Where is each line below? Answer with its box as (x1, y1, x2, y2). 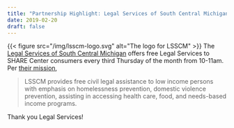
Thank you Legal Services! (7, 113, 84, 121)
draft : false (7, 23, 45, 30)
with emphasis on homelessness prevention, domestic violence (24, 84, 207, 93)
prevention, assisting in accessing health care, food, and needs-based (24, 92, 227, 100)
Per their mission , (7, 64, 58, 73)
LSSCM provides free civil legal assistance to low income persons (24, 77, 214, 86)
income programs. (24, 100, 77, 108)
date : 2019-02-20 (7, 17, 58, 24)
